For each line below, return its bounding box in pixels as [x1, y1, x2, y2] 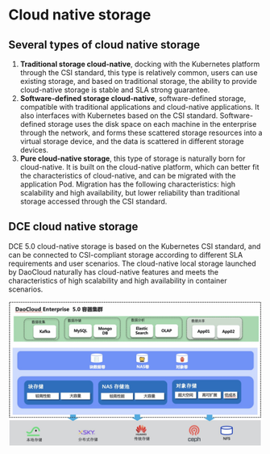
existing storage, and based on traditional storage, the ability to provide [19, 77, 258, 86]
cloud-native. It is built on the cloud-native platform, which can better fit [19, 162, 260, 171]
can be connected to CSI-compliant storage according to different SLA [8, 250, 243, 259]
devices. [19, 145, 49, 154]
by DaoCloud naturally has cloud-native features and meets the [8, 267, 219, 276]
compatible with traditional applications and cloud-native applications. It [19, 103, 260, 111]
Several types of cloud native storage [8, 38, 201, 52]
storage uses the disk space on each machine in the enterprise [48, 120, 257, 128]
